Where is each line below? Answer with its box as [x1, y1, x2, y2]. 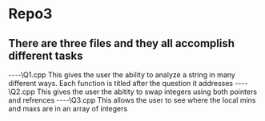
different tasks [8, 49, 83, 62]
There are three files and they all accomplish [8, 37, 235, 50]
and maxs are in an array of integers [8, 104, 128, 113]
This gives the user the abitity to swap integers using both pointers [36, 87, 258, 96]
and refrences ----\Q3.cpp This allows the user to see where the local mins [8, 96, 256, 104]
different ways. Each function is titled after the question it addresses [8, 79, 234, 88]
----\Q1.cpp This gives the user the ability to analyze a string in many [8, 70, 236, 80]
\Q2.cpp [8, 87, 35, 96]
